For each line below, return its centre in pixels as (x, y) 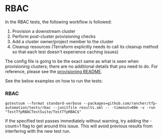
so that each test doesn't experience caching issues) (65, 52)
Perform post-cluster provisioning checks (54, 36)
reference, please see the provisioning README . (54, 71)
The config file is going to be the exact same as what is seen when (72, 61)
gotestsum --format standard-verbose (43, 104)
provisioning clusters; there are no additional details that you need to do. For (81, 66)
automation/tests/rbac (28, 108)
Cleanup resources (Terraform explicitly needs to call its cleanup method (85, 46)
